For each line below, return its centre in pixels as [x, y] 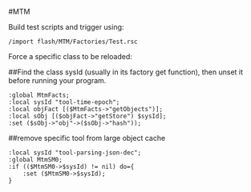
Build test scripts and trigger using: [66, 27]
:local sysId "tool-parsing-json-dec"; [75, 153]
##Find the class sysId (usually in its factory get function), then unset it [125, 72]
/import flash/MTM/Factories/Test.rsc [73, 42]
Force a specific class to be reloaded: [70, 56]
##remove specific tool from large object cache [87, 138]
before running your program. [57, 80]
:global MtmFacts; [39, 95]
